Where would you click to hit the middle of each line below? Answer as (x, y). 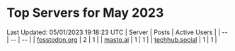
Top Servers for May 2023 (85, 13)
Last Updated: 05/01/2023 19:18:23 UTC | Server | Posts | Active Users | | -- (117, 32)
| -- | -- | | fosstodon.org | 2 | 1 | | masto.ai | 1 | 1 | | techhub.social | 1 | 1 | (112, 39)
